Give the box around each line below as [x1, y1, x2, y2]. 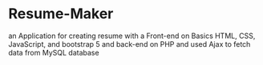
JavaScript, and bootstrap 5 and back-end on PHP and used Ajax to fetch [8, 39, 251, 48]
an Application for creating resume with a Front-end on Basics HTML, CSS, [8, 31, 256, 40]
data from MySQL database [8, 48, 99, 57]
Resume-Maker [8, 5, 114, 23]
